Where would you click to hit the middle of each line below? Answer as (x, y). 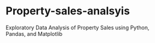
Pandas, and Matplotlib (34, 33)
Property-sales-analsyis (68, 11)
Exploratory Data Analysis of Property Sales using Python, (77, 27)
